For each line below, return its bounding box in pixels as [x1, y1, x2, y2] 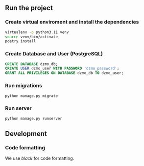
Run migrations [5, 82, 43, 89]
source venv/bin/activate [5, 34, 58, 39]
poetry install [5, 39, 36, 44]
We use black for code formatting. [5, 155, 74, 161]
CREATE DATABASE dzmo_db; [5, 61, 58, 67]
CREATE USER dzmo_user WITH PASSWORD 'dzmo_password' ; [5, 66, 120, 71]
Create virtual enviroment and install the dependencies [5, 19, 139, 25]
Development [5, 129, 48, 138]
